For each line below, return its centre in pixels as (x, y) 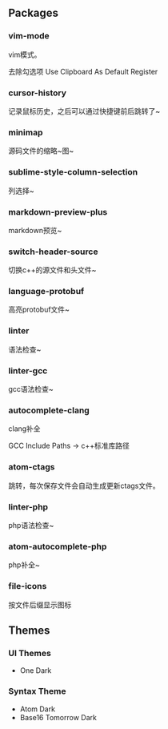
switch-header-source (53, 252)
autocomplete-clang (49, 410)
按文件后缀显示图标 (40, 605)
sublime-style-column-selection (73, 172)
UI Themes (30, 653)
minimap (26, 132)
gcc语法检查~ (31, 389)
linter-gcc (28, 370)
